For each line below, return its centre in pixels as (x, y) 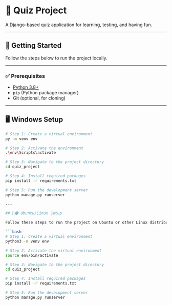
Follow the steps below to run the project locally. (56, 58)
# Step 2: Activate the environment (44, 148)
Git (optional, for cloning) (39, 98)
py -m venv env (21, 139)
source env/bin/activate (32, 255)
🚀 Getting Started (34, 46)
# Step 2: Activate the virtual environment (53, 251)
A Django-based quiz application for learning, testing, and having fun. (79, 25)
